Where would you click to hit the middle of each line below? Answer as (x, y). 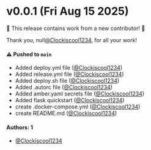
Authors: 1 (20, 127)
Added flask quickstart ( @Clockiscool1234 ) (70, 100)
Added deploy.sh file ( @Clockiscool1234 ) (67, 81)
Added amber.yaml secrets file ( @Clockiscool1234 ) (80, 94)
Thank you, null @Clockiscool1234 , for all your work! (72, 40)
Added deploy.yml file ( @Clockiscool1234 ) (69, 68)
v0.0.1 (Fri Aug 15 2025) (68, 11)
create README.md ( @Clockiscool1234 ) (66, 113)
